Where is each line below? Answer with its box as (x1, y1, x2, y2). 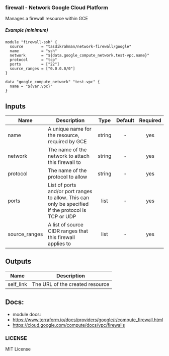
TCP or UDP (47, 213, 76, 220)
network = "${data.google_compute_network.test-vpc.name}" (10, 53, 150, 58)
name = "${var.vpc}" (10, 84, 53, 89)
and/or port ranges (47, 188, 93, 195)
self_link (8, 280, 28, 287)
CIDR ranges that (47, 227, 88, 234)
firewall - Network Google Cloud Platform (5, 4, 108, 11)
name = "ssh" (10, 48, 57, 54)
